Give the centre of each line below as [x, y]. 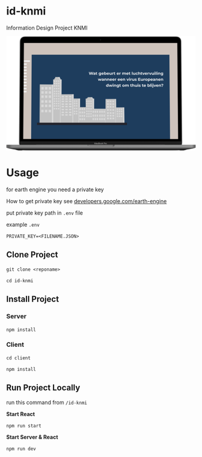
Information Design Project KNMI [47, 28]
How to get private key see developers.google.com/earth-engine [87, 201]
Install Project [32, 299]
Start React [20, 414]
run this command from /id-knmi [47, 402]
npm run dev [21, 449]
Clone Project [32, 255]
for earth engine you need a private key [55, 190]
